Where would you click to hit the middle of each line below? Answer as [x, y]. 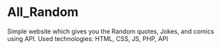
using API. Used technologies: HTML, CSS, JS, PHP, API [88, 38]
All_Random [43, 12]
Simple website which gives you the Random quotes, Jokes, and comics [111, 31]
